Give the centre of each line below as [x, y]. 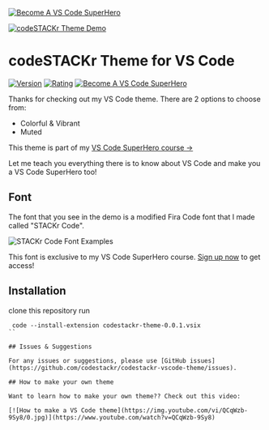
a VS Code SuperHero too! [53, 172]
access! [21, 265]
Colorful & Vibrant [50, 123]
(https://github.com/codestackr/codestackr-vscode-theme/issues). [123, 368]
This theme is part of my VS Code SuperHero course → [101, 147]
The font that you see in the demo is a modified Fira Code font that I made [132, 217]
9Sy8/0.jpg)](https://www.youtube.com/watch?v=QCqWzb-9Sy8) [112, 417]
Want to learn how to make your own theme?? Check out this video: [125, 396]
